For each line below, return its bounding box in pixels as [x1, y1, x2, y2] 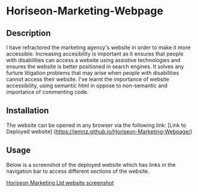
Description [6, 28, 51, 38]
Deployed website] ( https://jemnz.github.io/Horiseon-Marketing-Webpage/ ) [6, 127, 193, 135]
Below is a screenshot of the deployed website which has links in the [6, 161, 176, 168]
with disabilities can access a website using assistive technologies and [6, 57, 181, 63]
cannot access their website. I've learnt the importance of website [6, 76, 169, 83]
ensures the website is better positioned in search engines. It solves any [6, 63, 184, 70]
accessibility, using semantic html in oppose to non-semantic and [6, 82, 167, 89]
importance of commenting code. [6, 89, 89, 95]
